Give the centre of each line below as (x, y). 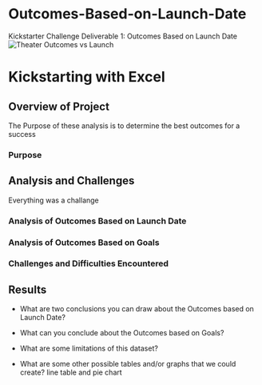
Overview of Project (59, 106)
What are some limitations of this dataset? (89, 348)
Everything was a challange (54, 200)
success (22, 134)
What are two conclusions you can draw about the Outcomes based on (137, 309)
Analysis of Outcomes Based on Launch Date (97, 221)
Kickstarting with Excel (87, 77)
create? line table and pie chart (71, 372)
